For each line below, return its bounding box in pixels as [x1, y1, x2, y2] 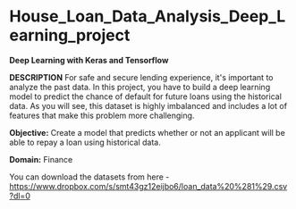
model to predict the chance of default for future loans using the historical [9, 91, 282, 102]
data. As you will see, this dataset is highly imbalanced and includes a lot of [9, 100, 288, 111]
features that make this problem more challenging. [9, 110, 195, 121]
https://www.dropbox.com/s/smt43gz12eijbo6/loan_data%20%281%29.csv [9, 180, 288, 191]
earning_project [9, 25, 131, 46]
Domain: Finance [9, 154, 73, 164]
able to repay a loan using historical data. [9, 137, 161, 147]
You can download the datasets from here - [9, 171, 170, 182]
